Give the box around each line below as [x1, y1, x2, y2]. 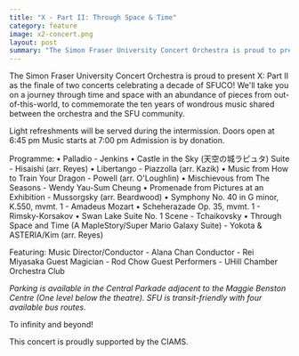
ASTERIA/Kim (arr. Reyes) [9, 230, 104, 240]
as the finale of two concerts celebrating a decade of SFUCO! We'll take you [9, 80, 289, 91]
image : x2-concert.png [9, 29, 93, 38]
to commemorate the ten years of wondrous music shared [61, 99, 275, 109]
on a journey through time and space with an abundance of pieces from [9, 90, 272, 101]
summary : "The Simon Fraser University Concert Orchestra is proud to [9, 46, 277, 55]
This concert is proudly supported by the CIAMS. [9, 336, 189, 347]
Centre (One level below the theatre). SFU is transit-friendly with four [9, 293, 263, 303]
